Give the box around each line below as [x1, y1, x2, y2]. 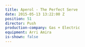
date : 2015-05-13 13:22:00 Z [5, 12, 65, 17]
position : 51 [5, 16, 32, 21]
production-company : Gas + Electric [5, 25, 80, 30]
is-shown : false [5, 35, 38, 40]
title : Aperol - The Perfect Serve [5, 7, 78, 12]
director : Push [5, 21, 36, 26]
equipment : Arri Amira [5, 30, 52, 35]
